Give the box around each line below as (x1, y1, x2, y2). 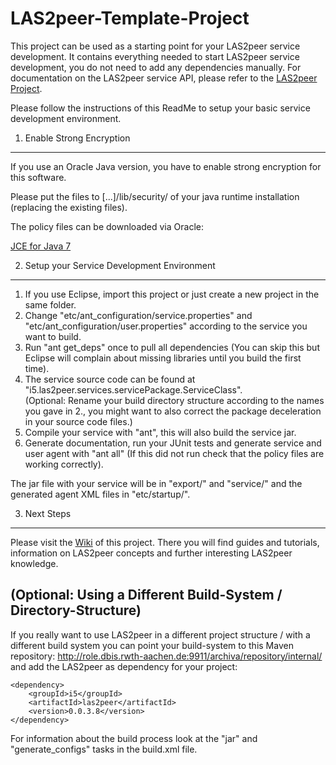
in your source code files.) (24, 415, 133, 427)
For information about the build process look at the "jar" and (10, 732, 258, 744)
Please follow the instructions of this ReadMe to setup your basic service (10, 102, 311, 114)
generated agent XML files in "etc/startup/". (10, 488, 191, 500)
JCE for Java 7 (10, 240, 72, 252)
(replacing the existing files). (10, 201, 128, 213)
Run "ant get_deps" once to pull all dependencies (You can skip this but (24, 341, 320, 353)
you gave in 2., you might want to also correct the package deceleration (24, 405, 322, 417)
